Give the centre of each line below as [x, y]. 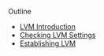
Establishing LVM [48, 43]
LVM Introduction [48, 26]
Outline [20, 11]
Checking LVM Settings [58, 35]
